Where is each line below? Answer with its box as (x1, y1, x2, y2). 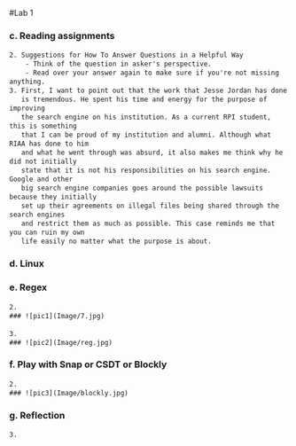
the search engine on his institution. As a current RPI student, (20, 113, 272, 122)
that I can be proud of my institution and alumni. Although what (20, 130, 272, 140)
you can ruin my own (9, 228, 86, 238)
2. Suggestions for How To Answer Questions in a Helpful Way (9, 51, 244, 60)
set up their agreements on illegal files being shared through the (20, 201, 279, 211)
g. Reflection (9, 409, 66, 421)
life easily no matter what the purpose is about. (20, 237, 213, 246)
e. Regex (9, 281, 48, 293)
